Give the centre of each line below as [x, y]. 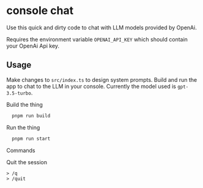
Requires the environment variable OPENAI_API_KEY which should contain [97, 39]
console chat [40, 11]
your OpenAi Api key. [33, 46]
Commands [21, 150]
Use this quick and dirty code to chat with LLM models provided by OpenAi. [102, 27]
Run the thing [23, 127]
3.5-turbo [19, 93]
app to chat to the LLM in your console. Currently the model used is [91, 86]
